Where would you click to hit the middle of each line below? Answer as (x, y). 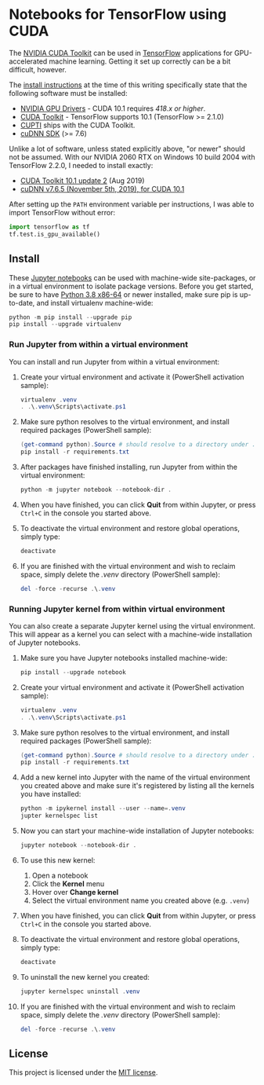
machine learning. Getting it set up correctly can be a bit (140, 61)
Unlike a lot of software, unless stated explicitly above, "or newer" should (127, 148)
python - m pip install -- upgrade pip (71, 317)
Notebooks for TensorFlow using (118, 15)
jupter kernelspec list (59, 816)
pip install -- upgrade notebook (73, 672)
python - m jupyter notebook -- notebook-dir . (96, 490)
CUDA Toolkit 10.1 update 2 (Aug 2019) (82, 180)
